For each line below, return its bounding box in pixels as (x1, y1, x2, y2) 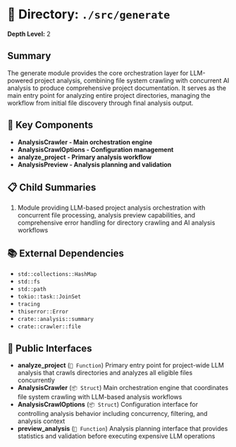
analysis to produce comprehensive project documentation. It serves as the (7, 84, 227, 92)
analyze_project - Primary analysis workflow (17, 153, 152, 161)
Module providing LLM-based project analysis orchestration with (17, 203, 206, 212)
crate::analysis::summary (17, 316, 94, 323)
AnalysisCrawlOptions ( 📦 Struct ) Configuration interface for (17, 401, 199, 408)
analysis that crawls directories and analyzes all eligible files (17, 369, 193, 377)
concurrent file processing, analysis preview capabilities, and (17, 211, 196, 220)
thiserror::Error (17, 308, 69, 315)
